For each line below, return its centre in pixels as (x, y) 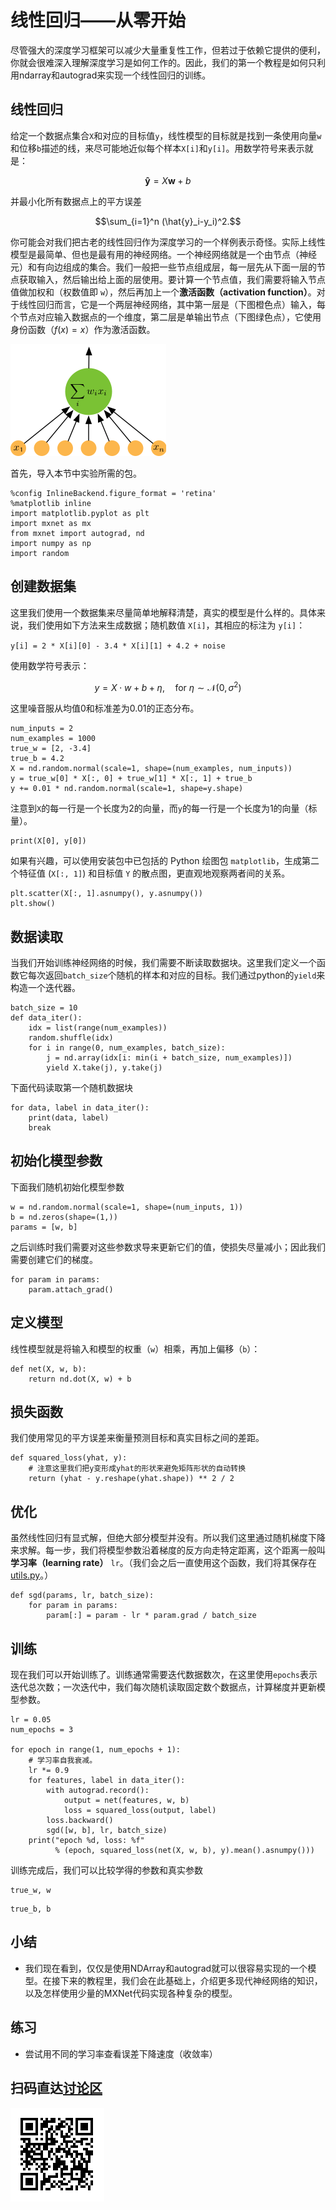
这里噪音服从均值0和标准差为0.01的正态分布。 (105, 708)
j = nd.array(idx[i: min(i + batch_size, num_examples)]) (169, 1058)
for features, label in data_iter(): (107, 1781)
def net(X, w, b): (48, 1369)
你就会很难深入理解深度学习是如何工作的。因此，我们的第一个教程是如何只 (163, 62)
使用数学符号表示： (50, 665)
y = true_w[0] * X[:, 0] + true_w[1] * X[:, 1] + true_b (131, 779)
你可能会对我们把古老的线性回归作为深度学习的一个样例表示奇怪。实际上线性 (168, 242)
